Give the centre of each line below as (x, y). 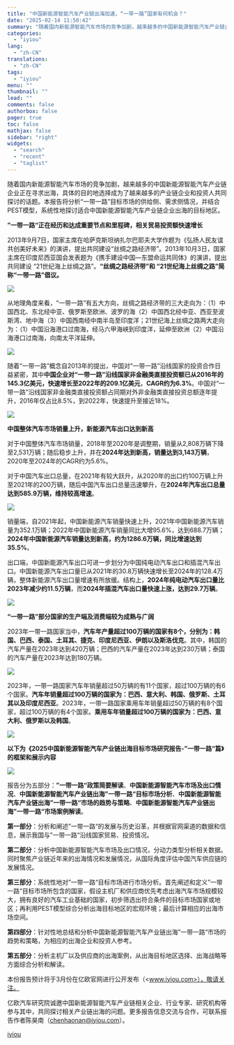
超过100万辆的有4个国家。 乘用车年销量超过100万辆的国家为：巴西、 (117, 712)
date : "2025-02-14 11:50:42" (49, 20)
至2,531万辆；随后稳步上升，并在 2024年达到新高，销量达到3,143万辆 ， (110, 452)
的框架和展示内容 (32, 757)
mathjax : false (29, 131)
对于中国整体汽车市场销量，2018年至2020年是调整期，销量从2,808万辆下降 (116, 443)
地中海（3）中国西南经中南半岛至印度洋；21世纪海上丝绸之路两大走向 (125, 320)
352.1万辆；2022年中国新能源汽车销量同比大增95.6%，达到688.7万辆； (122, 530)
